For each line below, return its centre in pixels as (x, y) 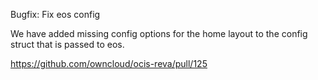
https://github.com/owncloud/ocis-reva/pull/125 (109, 63)
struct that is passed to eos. (67, 44)
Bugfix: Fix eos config (55, 14)
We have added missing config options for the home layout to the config (159, 33)
